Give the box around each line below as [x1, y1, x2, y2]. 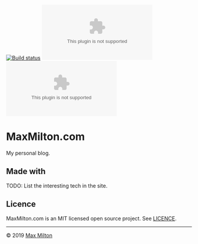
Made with [6, 166, 46, 176]
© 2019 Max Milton [6, 232, 53, 239]
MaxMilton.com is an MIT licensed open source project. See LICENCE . [6, 215, 177, 222]
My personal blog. [6, 149, 50, 156]
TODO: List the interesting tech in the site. [6, 182, 108, 189]
